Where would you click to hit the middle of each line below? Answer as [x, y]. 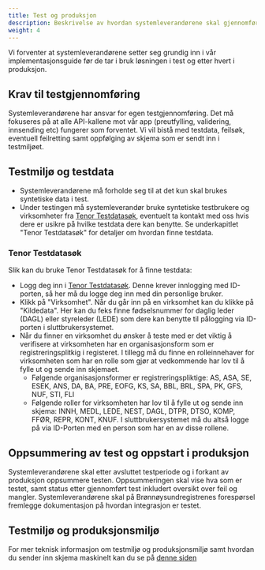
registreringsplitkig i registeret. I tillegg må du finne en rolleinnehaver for [137, 353]
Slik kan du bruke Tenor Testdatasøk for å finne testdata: [100, 270]
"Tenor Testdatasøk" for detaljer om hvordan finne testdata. [116, 232]
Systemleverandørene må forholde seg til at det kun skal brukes [123, 191]
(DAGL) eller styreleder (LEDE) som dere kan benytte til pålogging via [132, 319]
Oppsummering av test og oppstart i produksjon [129, 453]
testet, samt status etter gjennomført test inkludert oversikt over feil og [123, 489]
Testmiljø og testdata [61, 172]
